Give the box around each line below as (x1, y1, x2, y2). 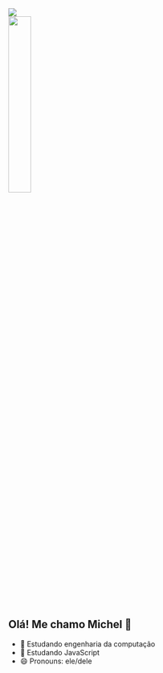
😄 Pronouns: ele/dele (19, 656, 92, 666)
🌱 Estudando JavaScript (19, 647, 100, 657)
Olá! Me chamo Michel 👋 (8, 618, 132, 631)
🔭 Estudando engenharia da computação (19, 638, 156, 649)
